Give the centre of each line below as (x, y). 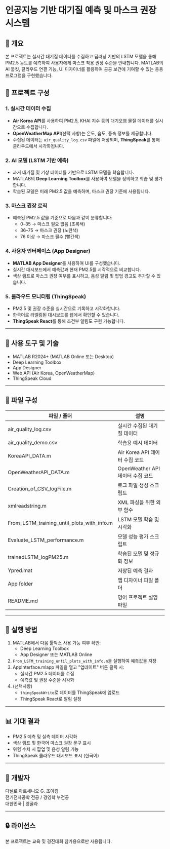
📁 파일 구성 (22, 400)
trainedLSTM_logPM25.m (38, 557)
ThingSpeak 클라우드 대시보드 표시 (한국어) (56, 756)
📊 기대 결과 (23, 721)
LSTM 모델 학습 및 (138, 519)
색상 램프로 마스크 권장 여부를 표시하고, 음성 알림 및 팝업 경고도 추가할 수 (84, 276)
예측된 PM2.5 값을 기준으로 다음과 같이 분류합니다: (62, 218)
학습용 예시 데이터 (138, 443)
